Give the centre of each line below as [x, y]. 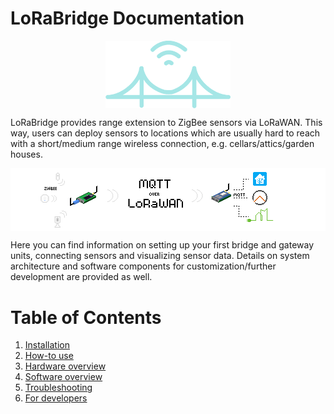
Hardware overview [65, 366]
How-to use [49, 356]
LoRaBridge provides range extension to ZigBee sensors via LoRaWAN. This [166, 122]
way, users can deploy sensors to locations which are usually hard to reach [165, 133]
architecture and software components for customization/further [143, 266]
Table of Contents [86, 317]
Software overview [63, 377]
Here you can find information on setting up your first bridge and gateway [162, 245]
